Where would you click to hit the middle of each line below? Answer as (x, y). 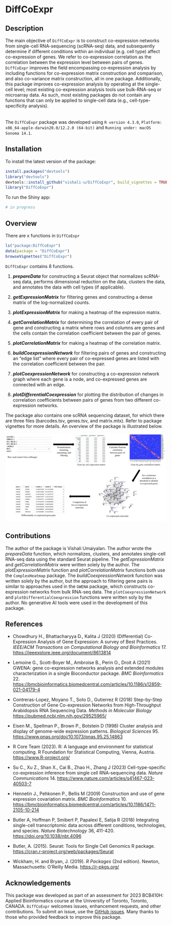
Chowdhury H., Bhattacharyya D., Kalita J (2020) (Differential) (78, 636)
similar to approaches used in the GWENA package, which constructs (76, 586)
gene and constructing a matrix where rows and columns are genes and (89, 327)
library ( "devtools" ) (27, 177)
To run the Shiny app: (28, 197)
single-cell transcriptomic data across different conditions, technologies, (89, 825)
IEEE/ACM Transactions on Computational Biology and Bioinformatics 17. (90, 647)
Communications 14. (34, 778)
